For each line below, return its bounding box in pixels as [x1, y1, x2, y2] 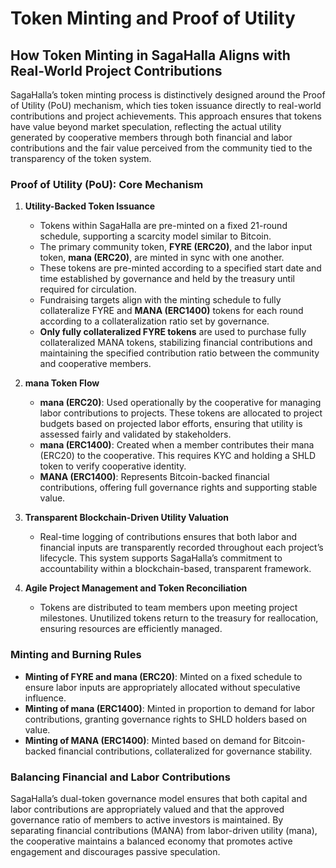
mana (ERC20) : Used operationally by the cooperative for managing [39, 397, 322, 409]
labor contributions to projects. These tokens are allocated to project [39, 407, 323, 419]
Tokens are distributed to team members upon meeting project [39, 602, 298, 614]
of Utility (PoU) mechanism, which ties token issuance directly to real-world [10, 100, 322, 111]
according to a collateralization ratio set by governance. [39, 315, 270, 327]
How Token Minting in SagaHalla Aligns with [10, 47, 291, 64]
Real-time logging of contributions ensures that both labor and [39, 531, 297, 543]
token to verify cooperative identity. [39, 460, 187, 472]
